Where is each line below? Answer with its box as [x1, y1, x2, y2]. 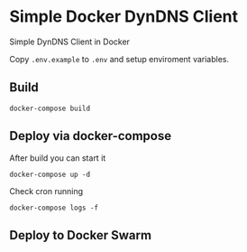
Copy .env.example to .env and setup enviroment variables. [9, 53, 230, 64]
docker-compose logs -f [9, 203, 99, 212]
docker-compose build [9, 104, 91, 113]
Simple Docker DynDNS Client [9, 6, 239, 27]
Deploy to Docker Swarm [9, 228, 151, 243]
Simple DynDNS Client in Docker [9, 36, 131, 47]
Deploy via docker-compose [9, 128, 172, 144]
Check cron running [9, 185, 84, 196]
